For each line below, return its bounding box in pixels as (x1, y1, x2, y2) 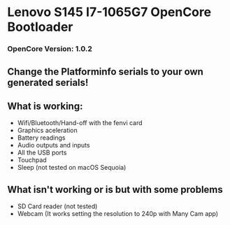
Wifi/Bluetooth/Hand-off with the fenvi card (17, 119, 143, 127)
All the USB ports (17, 148, 67, 157)
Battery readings (17, 133, 66, 142)
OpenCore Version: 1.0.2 (7, 44, 92, 54)
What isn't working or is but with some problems (7, 183, 224, 196)
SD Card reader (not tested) (17, 202, 98, 210)
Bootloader (7, 19, 73, 35)
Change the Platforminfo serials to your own (7, 66, 204, 78)
